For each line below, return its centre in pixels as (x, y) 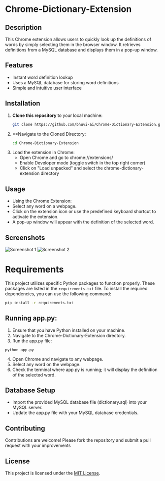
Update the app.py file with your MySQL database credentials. (75, 413)
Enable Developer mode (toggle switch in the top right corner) (82, 163)
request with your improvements (38, 446)
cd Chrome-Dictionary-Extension (45, 143)
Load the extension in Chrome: (43, 153)
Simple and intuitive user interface (47, 88)
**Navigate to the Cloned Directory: (49, 134)
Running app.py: (31, 318)
